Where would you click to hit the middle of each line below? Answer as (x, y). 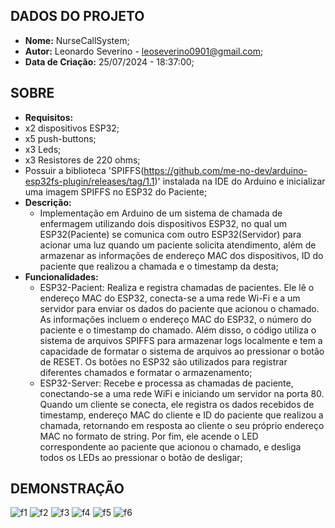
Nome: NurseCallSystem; (77, 40)
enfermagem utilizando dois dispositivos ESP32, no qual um (163, 223)
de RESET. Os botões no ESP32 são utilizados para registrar (163, 361)
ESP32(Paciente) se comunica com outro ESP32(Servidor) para (170, 234)
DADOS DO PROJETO (77, 16)
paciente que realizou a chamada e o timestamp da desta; (159, 266)
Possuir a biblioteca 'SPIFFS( (84, 170)
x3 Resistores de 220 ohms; (82, 160)
